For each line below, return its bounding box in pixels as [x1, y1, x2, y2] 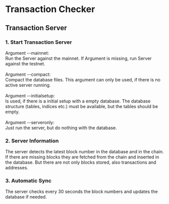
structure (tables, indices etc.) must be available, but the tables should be [5, 103, 158, 109]
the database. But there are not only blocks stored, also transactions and [5, 159, 156, 165]
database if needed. [5, 194, 47, 200]
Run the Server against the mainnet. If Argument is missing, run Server [5, 55, 152, 61]
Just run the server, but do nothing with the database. [5, 125, 117, 131]
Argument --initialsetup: [5, 92, 55, 98]
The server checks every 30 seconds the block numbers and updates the [5, 188, 158, 194]
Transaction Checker [5, 4, 95, 15]
